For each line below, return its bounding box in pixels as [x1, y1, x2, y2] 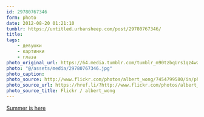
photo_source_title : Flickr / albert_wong [6, 88, 115, 94]
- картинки [17, 48, 45, 55]
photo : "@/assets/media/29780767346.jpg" [6, 65, 113, 72]
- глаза [17, 54, 36, 60]
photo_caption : [6, 71, 45, 77]
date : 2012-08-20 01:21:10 [6, 20, 75, 26]
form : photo [6, 15, 36, 21]
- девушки [17, 43, 42, 49]
